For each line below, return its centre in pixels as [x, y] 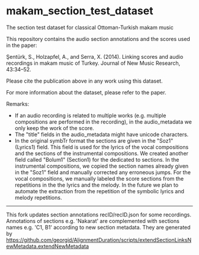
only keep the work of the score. [54, 128]
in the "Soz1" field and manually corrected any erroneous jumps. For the [103, 172]
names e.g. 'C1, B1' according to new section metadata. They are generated [98, 227]
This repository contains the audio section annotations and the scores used [98, 39]
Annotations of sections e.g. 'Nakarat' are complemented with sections [93, 221]
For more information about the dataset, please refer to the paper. [86, 92]
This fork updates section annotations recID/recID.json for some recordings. [99, 215]
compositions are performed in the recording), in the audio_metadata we [103, 122]
